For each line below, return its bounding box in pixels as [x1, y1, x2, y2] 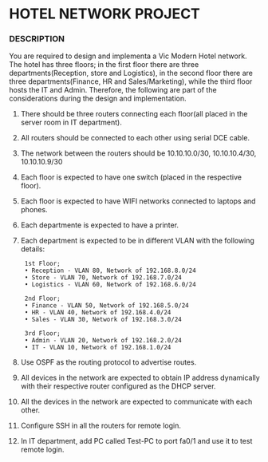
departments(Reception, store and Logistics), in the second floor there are [9, 69, 254, 78]
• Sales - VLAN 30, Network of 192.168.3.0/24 [24, 316, 182, 324]
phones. [20, 205, 48, 215]
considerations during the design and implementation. [9, 93, 187, 104]
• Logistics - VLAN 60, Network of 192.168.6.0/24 [24, 281, 196, 289]
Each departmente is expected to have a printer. [20, 220, 179, 230]
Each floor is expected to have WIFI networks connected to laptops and [20, 196, 256, 206]
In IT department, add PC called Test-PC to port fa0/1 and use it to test [20, 436, 253, 446]
